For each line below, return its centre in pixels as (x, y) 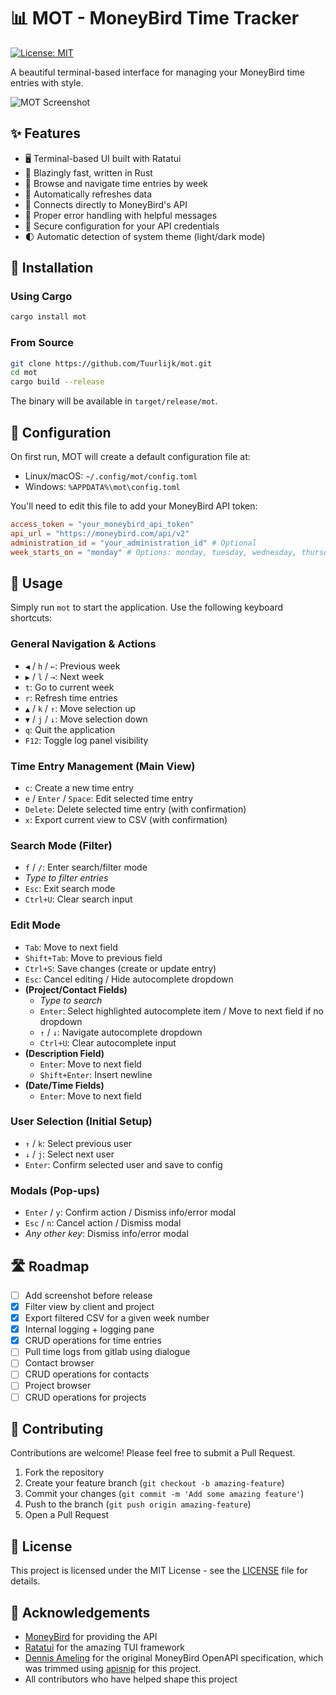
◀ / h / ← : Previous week (72, 666)
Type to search (71, 1000)
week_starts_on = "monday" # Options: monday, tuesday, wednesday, (154, 552)
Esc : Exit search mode (70, 889)
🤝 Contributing (57, 1428)
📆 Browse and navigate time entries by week (116, 183)
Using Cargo (41, 297)
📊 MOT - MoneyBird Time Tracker (155, 18)
